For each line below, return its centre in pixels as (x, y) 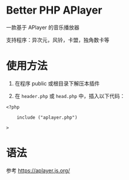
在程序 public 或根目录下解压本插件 (57, 83)
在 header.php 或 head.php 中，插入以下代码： (70, 96)
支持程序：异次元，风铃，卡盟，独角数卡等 (58, 40)
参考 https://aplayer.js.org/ (38, 170)
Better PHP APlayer (54, 10)
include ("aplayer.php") (47, 117)
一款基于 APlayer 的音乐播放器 (43, 27)
